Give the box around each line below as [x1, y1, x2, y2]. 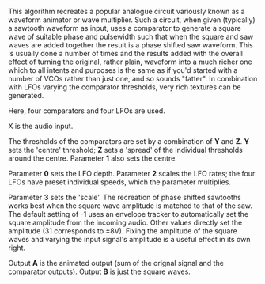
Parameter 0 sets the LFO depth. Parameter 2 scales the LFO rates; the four [8, 169, 256, 178]
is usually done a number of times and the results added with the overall [8, 49, 244, 58]
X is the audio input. [8, 122, 74, 131]
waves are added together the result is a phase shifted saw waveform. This [8, 40, 253, 50]
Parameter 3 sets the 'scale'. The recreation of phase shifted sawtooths [8, 193, 241, 202]
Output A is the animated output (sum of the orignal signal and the [8, 259, 224, 267]
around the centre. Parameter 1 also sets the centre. [8, 153, 178, 163]
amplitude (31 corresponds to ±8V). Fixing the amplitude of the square [8, 226, 237, 236]
